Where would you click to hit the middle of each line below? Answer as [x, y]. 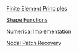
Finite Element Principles [37, 9]
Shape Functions [27, 20]
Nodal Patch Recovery [34, 43]
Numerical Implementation [39, 31]
